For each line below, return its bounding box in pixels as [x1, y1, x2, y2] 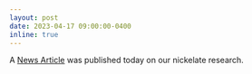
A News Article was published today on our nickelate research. [9, 55, 245, 66]
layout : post [9, 13, 59, 23]
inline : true [9, 30, 59, 39]
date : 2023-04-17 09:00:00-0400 [9, 22, 131, 31]
